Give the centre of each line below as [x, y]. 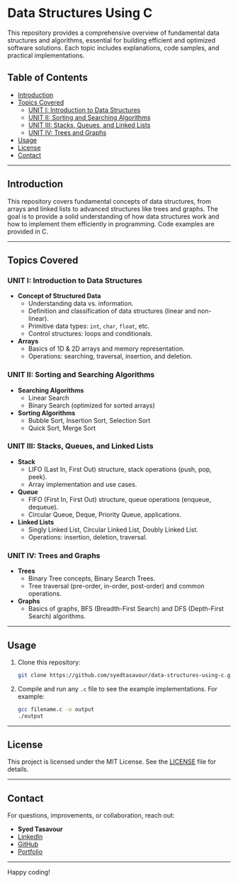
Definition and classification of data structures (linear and [112, 311]
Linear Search [49, 397]
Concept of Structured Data [59, 296]
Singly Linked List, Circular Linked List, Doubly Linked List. [113, 530]
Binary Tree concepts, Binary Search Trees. [92, 578]
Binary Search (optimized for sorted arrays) [92, 405]
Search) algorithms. [57, 616]
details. [18, 769]
